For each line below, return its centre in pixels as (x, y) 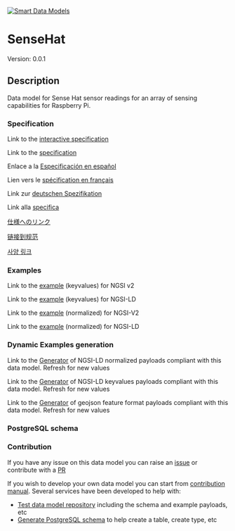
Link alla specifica (33, 207)
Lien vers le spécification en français (60, 180)
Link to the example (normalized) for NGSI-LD (73, 327)
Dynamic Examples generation (61, 345)
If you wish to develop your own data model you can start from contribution (116, 483)
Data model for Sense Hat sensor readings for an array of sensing (102, 98)
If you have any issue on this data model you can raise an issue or (102, 462)
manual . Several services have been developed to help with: (94, 491)
